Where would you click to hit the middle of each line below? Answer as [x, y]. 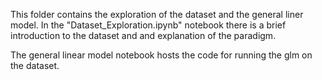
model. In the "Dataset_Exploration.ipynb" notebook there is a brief [148, 25]
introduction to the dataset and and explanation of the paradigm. [143, 35]
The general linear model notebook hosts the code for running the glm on [161, 55]
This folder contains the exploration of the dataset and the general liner [157, 14]
